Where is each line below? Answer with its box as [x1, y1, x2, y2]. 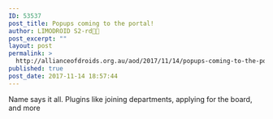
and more [8, 103, 41, 113]
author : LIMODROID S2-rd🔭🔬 [8, 27, 100, 35]
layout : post [8, 42, 53, 50]
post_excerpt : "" [8, 34, 67, 43]
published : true [8, 65, 63, 73]
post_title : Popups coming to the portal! [8, 19, 154, 28]
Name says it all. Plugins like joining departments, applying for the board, [8, 94, 253, 104]
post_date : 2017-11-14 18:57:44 [8, 72, 118, 80]
